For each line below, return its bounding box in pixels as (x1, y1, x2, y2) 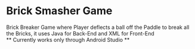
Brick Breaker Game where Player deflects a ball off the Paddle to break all (6, 24, 190, 31)
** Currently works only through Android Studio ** (6, 36, 130, 43)
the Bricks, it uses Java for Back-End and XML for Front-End (6, 30, 154, 37)
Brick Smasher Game (6, 4, 113, 18)
